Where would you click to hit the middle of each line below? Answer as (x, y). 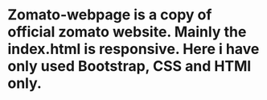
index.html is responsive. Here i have (133, 49)
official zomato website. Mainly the (127, 32)
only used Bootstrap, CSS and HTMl (129, 67)
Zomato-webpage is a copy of (110, 15)
